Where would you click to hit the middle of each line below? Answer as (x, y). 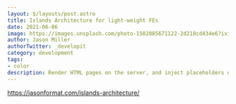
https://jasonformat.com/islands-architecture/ (73, 93)
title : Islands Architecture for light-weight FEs (83, 20)
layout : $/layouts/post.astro (52, 14)
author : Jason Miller (39, 40)
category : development (40, 53)
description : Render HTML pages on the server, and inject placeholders (116, 72)
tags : (15, 60)
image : (17, 33)
